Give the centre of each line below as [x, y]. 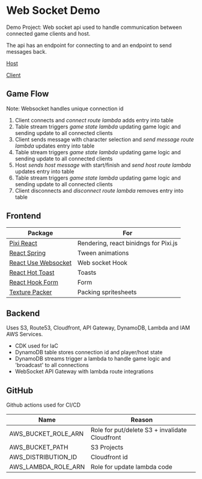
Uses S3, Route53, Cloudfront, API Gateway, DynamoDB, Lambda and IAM [98, 328]
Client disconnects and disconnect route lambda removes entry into [99, 190]
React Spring [28, 252]
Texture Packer [31, 292]
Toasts [87, 272]
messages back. [26, 51]
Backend [23, 313]
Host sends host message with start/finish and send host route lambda [103, 165]
